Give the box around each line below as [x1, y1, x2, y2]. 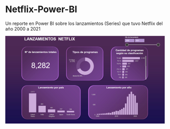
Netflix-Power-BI [5, 4, 77, 15]
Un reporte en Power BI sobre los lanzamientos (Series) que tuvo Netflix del [5, 20, 163, 26]
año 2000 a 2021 [5, 25, 40, 31]
